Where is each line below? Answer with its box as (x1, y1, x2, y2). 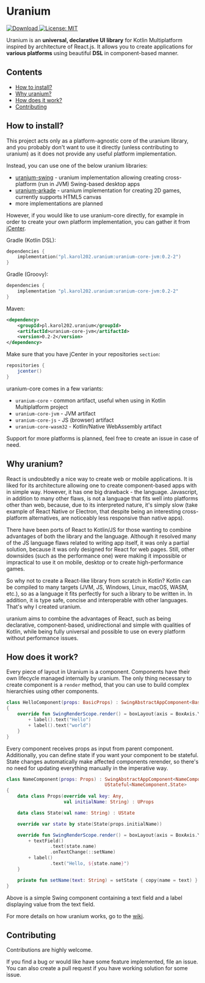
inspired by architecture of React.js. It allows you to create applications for (6, 43, 193, 50)
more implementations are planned (15, 200, 103, 207)
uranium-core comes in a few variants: (6, 384, 104, 392)
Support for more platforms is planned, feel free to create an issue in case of (6, 435, 199, 442)
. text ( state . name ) (49, 843, 97, 850)
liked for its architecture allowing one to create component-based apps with (6, 482, 197, 489)
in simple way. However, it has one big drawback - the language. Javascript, (6, 488, 198, 495)
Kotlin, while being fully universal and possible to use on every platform (6, 627, 185, 635)
